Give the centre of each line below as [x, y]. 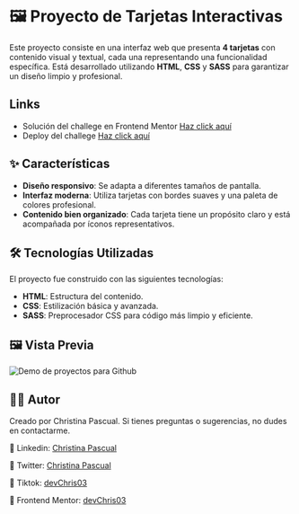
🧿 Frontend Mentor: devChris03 [68, 500]
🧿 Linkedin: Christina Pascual [63, 448]
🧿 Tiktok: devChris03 [48, 483]
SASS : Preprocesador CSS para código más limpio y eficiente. [137, 315]
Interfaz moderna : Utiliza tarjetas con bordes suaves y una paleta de [150, 195]
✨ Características [60, 164]
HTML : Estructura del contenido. [83, 297]
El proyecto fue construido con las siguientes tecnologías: [116, 279]
